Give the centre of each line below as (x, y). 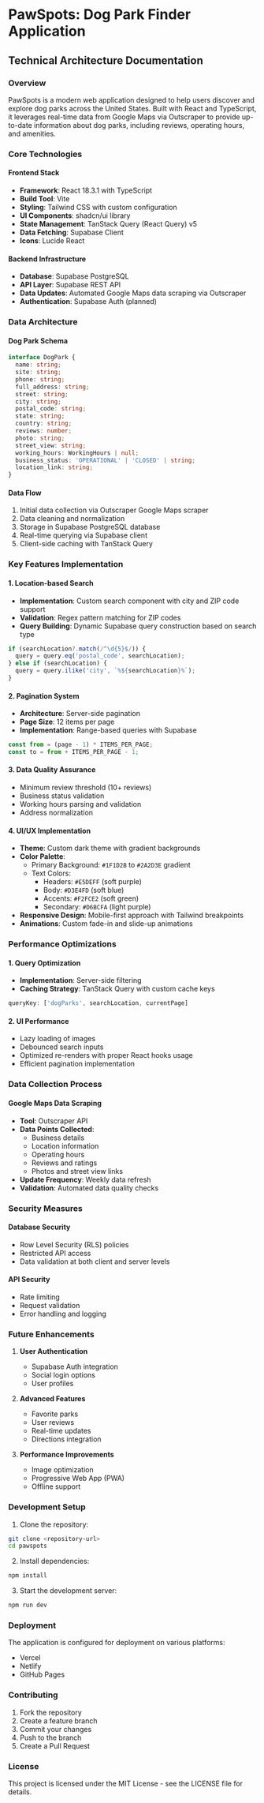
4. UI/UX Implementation (50, 830)
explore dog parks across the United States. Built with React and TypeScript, (132, 108)
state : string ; (40, 416)
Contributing (33, 1695)
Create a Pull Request (55, 1745)
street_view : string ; (51, 445)
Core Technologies (45, 154)
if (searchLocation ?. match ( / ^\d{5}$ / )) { (77, 649)
